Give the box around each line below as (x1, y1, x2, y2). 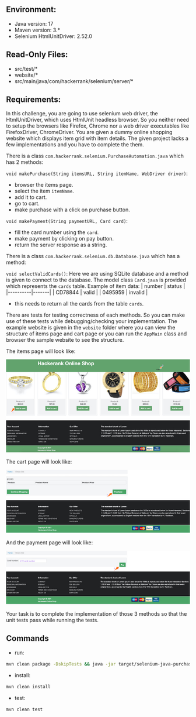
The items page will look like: (6, 348, 76, 355)
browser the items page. (14, 181, 73, 188)
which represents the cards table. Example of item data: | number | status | (6, 283, 185, 290)
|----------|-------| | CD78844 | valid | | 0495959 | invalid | (6, 289, 148, 296)
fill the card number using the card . (14, 229, 99, 236)
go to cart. (14, 200, 40, 207)
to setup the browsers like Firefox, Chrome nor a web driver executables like (6, 122, 190, 129)
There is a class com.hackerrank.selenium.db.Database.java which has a (6, 253, 180, 260)
